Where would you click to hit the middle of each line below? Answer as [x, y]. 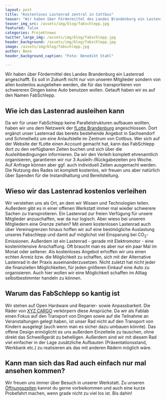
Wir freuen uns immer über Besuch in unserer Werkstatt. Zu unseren [75, 383]
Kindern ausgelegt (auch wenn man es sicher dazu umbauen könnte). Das [81, 326]
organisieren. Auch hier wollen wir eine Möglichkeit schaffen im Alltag [76, 273]
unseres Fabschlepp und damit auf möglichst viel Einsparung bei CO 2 [76, 235]
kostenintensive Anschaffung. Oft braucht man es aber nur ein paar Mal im [81, 246]
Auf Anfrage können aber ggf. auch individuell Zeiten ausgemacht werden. [81, 165]
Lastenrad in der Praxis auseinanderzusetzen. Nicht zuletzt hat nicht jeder [81, 262]
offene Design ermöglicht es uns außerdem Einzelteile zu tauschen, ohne [80, 332]
